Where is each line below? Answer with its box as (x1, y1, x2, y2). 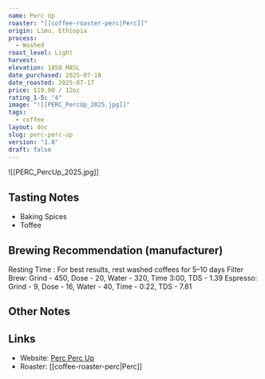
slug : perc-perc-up (8, 130, 73, 138)
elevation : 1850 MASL (8, 64, 81, 72)
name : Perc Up (8, 11, 56, 20)
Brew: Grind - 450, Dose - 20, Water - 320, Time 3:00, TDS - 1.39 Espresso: (8, 273, 258, 282)
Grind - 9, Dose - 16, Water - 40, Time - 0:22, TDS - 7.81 (8, 281, 192, 291)
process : (8, 34, 38, 42)
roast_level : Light (8, 49, 73, 57)
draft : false (8, 146, 52, 154)
